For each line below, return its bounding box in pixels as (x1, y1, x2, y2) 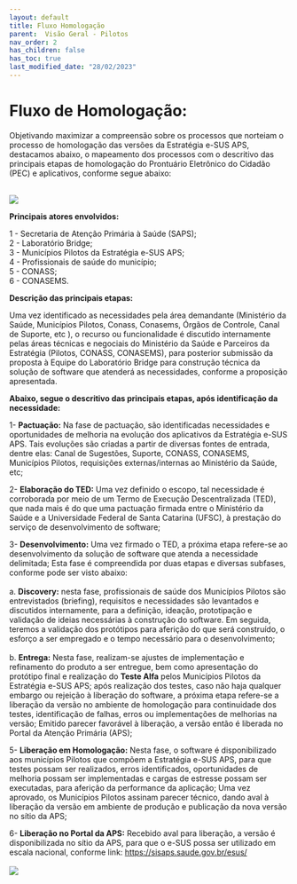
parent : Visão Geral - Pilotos (9, 29, 129, 38)
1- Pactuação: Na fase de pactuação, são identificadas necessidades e (9, 419, 270, 430)
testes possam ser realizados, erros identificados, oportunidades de (9, 763, 259, 774)
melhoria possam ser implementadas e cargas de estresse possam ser (9, 773, 268, 784)
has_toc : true (9, 54, 62, 63)
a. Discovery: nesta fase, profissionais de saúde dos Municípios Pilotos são (9, 586, 286, 596)
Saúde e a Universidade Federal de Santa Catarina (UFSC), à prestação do (9, 512, 282, 523)
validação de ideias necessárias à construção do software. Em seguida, (9, 614, 271, 625)
